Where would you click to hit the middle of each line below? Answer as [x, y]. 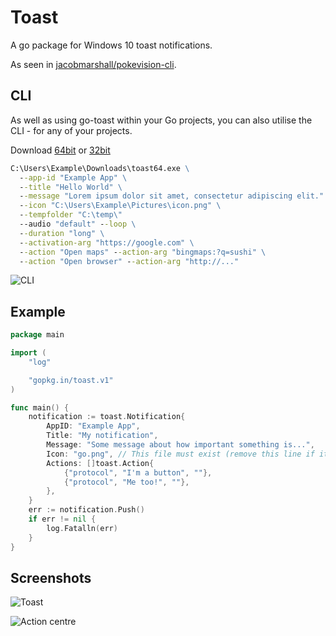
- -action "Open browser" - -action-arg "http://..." [129, 261]
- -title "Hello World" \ [71, 187]
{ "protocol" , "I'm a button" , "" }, [138, 472]
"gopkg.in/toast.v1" [71, 380]
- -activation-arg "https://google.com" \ [107, 242]
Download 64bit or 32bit [60, 150]
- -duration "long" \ [62, 233]
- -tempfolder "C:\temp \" [71, 215]
